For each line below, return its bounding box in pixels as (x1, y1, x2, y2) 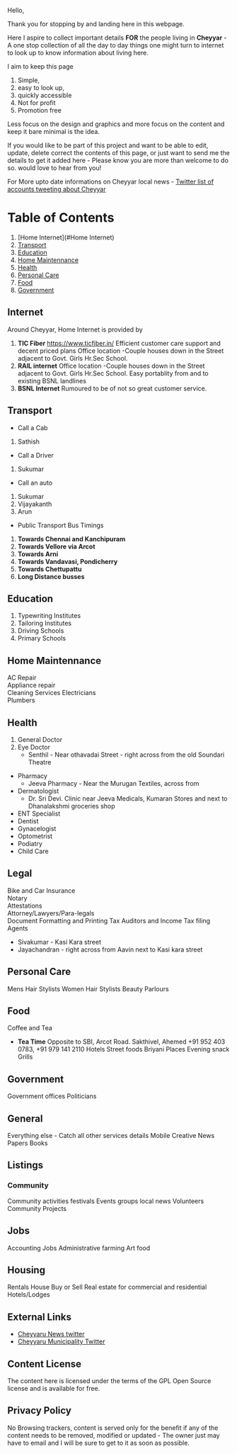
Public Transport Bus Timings (17, 521, 104, 529)
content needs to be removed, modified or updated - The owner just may (7, 1431, 221, 1439)
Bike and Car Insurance (7, 886, 76, 895)
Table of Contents (7, 210, 115, 226)
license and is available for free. (7, 1385, 100, 1392)
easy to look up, (17, 84, 65, 91)
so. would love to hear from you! (7, 164, 102, 172)
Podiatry (17, 840, 42, 847)
